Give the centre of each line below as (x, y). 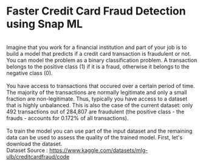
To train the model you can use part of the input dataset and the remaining (99, 131)
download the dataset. (34, 144)
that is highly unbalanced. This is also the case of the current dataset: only (100, 105)
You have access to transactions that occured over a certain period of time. (101, 85)
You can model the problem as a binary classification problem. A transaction (102, 60)
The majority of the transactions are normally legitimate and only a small (97, 92)
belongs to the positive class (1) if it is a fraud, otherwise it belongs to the (98, 66)
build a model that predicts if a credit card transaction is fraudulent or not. (99, 53)
